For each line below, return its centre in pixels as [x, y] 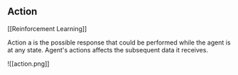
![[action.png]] [28, 64]
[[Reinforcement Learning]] [47, 28]
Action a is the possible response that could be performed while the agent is [119, 42]
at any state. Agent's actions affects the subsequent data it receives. [108, 50]
